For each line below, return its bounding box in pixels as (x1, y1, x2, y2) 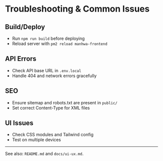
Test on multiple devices (12, 137, 61, 143)
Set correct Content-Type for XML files (12, 105, 90, 111)
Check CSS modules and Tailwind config (12, 132, 94, 138)
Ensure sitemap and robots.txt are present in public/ (12, 99, 118, 105)
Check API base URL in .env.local (12, 67, 81, 73)
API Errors (5, 55, 36, 63)
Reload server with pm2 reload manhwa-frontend (12, 41, 108, 47)
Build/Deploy (5, 23, 45, 31)
